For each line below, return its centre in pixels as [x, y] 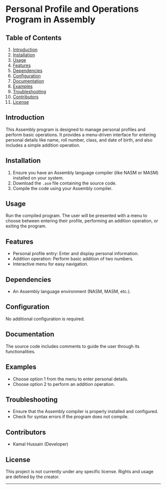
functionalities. [21, 351]
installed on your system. [38, 178]
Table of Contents [34, 38]
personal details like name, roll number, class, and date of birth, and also [79, 140]
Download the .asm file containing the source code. [65, 183]
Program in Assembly [50, 19]
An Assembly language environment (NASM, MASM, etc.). [72, 292]
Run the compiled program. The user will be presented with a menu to [76, 216]
